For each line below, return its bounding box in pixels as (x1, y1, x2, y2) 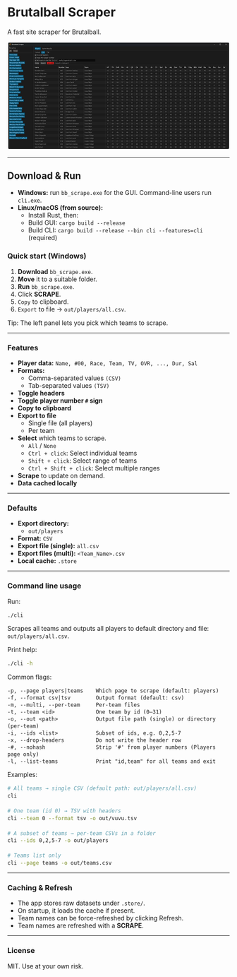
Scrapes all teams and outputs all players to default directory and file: (7, 624, 209, 633)
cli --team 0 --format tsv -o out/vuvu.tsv (7, 815, 138, 822)
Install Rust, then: (28, 211, 79, 220)
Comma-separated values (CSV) (28, 374, 122, 382)
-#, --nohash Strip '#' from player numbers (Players (7, 744, 217, 751)
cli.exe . (17, 196, 42, 205)
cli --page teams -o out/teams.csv (7, 860, 112, 867)
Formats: (17, 366, 45, 374)
